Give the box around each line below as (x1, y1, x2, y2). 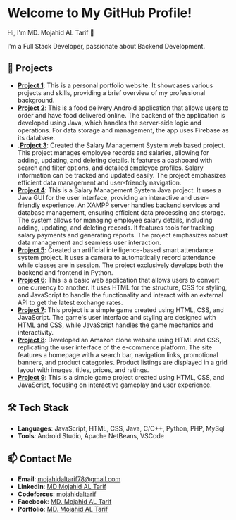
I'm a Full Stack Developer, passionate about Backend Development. (7, 42, 206, 50)
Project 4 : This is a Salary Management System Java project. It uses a (17, 185, 222, 194)
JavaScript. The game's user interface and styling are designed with (17, 313, 216, 321)
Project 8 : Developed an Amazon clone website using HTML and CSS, (17, 335, 222, 344)
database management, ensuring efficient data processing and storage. (17, 208, 226, 216)
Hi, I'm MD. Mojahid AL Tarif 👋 (7, 28, 94, 37)
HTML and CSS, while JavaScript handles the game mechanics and (17, 321, 213, 329)
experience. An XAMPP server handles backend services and (42, 201, 221, 209)
